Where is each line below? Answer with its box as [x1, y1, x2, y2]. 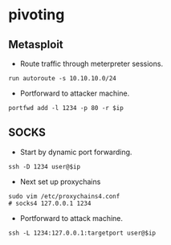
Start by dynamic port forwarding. [19, 147, 132, 157]
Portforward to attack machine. [19, 213, 123, 223]
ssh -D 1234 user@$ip [8, 162, 81, 170]
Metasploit [8, 38, 64, 51]
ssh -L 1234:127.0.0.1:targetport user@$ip [8, 229, 157, 237]
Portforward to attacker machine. [19, 88, 130, 98]
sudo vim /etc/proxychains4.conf [8, 192, 120, 200]
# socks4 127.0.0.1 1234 [8, 199, 92, 207]
